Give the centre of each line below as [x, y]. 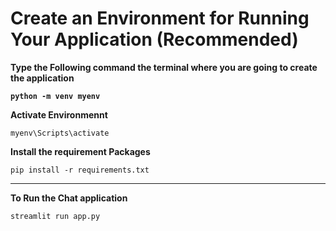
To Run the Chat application [69, 198]
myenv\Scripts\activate [60, 133]
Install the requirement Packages [80, 151]
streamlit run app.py [55, 216]
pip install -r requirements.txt [80, 170]
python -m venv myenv [55, 96]
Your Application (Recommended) [154, 39]
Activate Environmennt [59, 114]
